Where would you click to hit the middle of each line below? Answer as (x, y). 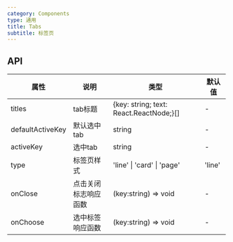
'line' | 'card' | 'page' (146, 165)
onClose (24, 193)
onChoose (28, 223)
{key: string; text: (140, 105)
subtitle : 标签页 (31, 33)
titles (18, 109)
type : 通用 (22, 20)
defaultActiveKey (39, 130)
